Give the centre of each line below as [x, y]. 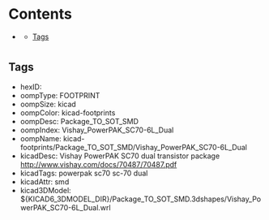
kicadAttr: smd [45, 181]
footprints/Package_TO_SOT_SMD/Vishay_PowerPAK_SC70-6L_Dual [133, 147]
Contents [41, 14]
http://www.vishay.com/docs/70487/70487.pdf [98, 164]
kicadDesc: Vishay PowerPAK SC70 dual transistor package [120, 156]
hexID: [31, 87]
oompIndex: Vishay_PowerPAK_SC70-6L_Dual [97, 130]
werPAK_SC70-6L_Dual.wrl [65, 207]
